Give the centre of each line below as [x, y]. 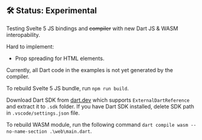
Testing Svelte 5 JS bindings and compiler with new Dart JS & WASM [92, 28]
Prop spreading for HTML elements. [60, 58]
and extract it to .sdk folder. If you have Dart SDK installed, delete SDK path [100, 106]
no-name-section [27, 132]
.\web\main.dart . [70, 131]
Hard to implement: [30, 46]
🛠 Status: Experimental [52, 11]
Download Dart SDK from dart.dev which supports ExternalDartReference [98, 100]
